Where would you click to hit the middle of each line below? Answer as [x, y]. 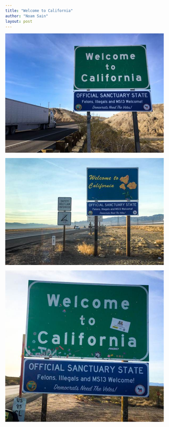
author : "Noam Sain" [27, 16]
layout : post [19, 21]
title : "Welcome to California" [39, 11]
